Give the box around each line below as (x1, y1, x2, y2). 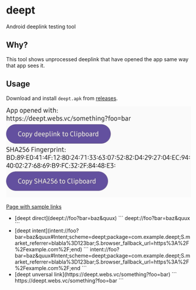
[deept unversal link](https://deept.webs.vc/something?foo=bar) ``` (14, 271, 177, 278)
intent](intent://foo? (32, 227, 79, 234)
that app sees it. (6, 62, 45, 69)
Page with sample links (6, 204, 62, 211)
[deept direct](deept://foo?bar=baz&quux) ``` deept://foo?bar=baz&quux (14, 215, 191, 222)
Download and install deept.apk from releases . (6, 95, 119, 102)
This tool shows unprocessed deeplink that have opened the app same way (6, 55, 189, 62)
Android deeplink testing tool (6, 23, 76, 30)
